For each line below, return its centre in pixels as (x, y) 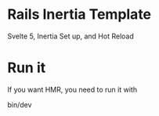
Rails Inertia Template (79, 14)
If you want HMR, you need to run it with (72, 89)
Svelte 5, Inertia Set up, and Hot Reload (70, 36)
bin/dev (20, 104)
